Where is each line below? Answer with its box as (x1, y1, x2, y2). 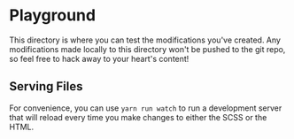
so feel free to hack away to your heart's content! (9, 53, 190, 64)
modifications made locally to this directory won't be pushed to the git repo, (9, 43, 286, 54)
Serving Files (9, 79, 83, 94)
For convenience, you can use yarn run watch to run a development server (9, 103, 282, 113)
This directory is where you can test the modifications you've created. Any (9, 35, 282, 45)
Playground (9, 5, 96, 26)
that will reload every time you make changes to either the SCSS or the (9, 112, 267, 122)
